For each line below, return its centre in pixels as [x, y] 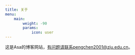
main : [20, 19]
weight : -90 [35, 23]
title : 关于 [16, 10]
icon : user [42, 32]
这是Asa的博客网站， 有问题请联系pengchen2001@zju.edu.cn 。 [69, 47]
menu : [11, 14]
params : [30, 28]
